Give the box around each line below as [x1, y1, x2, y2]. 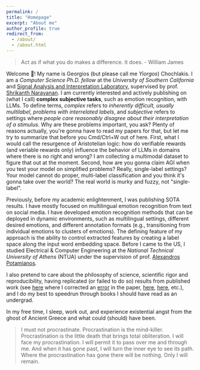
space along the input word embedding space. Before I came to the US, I [6, 240, 185, 247]
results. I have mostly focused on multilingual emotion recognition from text [6, 202, 192, 209]
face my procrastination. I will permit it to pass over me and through [20, 338, 187, 345]
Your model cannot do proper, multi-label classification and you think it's [6, 172, 185, 179]
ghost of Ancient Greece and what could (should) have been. [6, 314, 156, 322]
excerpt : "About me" [6, 20, 58, 26]
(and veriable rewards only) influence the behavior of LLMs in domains [6, 146, 180, 153]
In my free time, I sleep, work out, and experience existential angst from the [6, 308, 192, 315]
